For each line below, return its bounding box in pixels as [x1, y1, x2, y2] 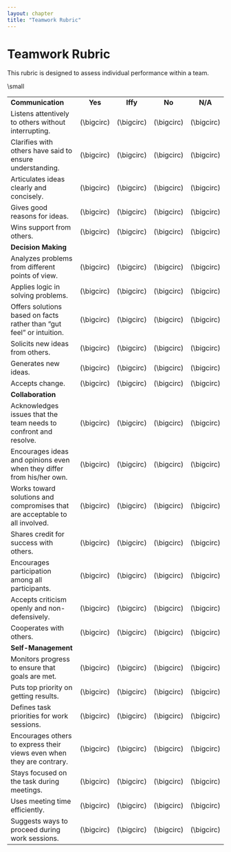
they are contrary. [10, 757, 69, 767]
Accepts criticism [10, 595, 67, 605]
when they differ [10, 464, 64, 474]
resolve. [10, 436, 36, 445]
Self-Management [10, 643, 74, 653]
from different [10, 263, 56, 272]
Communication [10, 98, 64, 108]
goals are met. [10, 671, 57, 681]
